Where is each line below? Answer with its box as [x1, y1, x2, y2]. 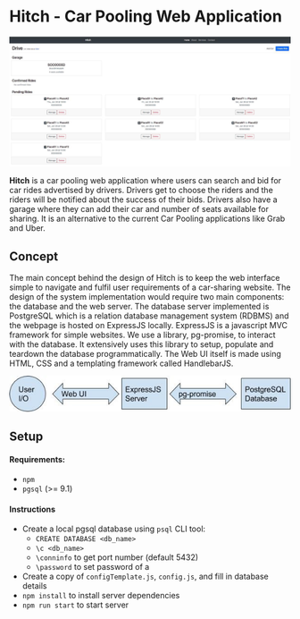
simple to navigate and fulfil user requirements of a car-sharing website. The [9, 282, 291, 293]
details [21, 581, 47, 591]
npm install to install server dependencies [21, 590, 180, 601]
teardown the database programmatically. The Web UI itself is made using [9, 349, 281, 360]
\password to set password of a [35, 562, 150, 572]
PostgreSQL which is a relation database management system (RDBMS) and [9, 310, 289, 321]
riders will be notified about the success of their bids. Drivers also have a [9, 194, 279, 205]
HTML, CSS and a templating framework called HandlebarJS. [9, 358, 234, 369]
